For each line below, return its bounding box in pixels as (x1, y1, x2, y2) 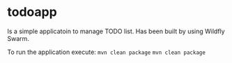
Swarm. (7, 34, 30, 42)
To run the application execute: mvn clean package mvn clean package (7, 48, 206, 56)
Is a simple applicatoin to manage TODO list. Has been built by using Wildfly (7, 27, 225, 35)
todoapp (7, 4, 57, 20)
